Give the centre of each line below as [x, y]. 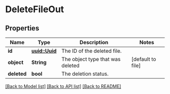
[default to [144, 59]
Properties [22, 28]
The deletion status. [85, 74]
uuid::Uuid [44, 51]
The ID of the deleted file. [92, 51]
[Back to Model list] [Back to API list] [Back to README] [63, 86]
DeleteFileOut [35, 9]
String [39, 62]
